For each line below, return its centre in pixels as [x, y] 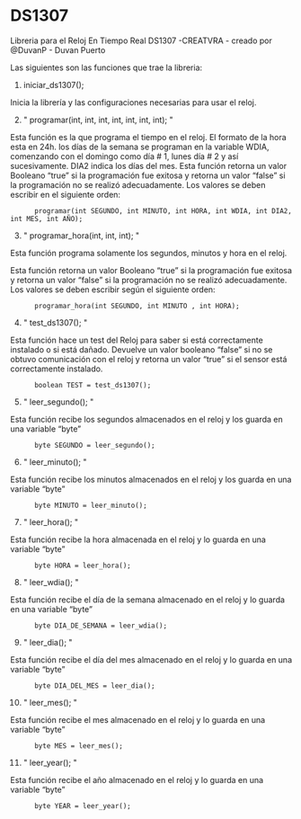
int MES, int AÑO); [47, 218]
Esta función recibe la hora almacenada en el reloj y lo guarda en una [138, 539]
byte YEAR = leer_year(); [82, 806]
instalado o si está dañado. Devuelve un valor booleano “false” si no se [142, 349]
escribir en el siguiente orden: [65, 194]
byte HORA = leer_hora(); [82, 565]
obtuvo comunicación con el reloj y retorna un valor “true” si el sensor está [149, 359]
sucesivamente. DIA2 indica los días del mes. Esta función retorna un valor [148, 165]
